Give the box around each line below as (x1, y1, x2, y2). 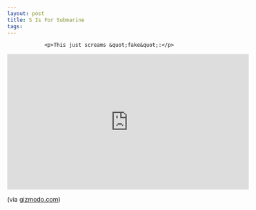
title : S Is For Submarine (7, 17, 85, 23)
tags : (7, 23, 23, 30)
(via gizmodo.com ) (7, 196, 61, 204)
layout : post (7, 10, 45, 17)
